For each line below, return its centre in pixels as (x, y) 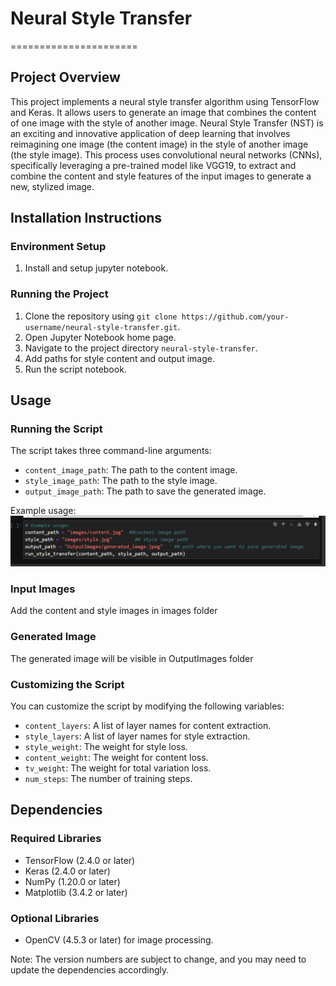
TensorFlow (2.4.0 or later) (80, 860)
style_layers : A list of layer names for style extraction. (137, 736)
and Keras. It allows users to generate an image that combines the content (163, 112)
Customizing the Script (67, 684)
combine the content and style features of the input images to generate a (161, 176)
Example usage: (43, 511)
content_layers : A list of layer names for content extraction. (148, 726)
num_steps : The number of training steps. (108, 779)
